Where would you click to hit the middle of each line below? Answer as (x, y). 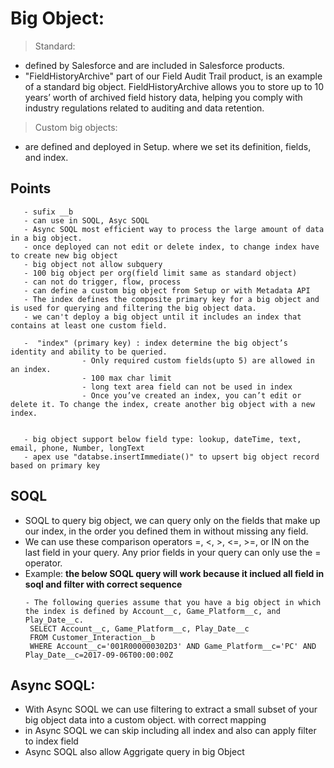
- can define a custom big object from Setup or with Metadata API (167, 290)
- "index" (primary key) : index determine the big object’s (155, 343)
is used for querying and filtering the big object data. (133, 308)
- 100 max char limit (126, 378)
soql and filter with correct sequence (103, 584)
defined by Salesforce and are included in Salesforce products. (154, 65)
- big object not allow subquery (93, 264)
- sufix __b (48, 212)
